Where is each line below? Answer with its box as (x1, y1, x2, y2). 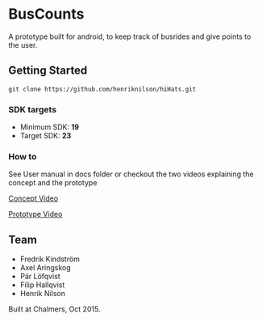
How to (8, 150, 37, 162)
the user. (8, 40, 38, 49)
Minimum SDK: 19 (19, 122, 79, 132)
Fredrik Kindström (19, 254, 81, 264)
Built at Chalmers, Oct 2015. (8, 304, 101, 314)
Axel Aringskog (19, 263, 71, 273)
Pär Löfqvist (19, 272, 60, 282)
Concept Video (8, 193, 59, 203)
